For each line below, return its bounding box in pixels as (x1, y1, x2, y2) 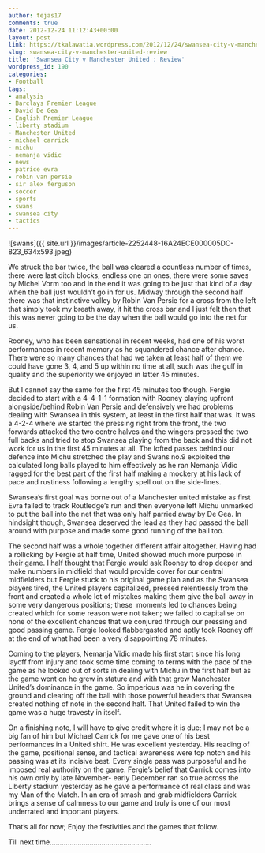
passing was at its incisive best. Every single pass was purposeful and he (8, 757, 247, 766)
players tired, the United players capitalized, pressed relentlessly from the (8, 583, 248, 593)
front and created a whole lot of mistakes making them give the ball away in (8, 592, 254, 601)
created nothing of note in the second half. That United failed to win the (8, 699, 241, 709)
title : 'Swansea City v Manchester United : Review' (8, 56, 185, 64)
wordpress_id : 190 (8, 63, 69, 71)
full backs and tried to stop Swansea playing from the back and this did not (8, 436, 252, 445)
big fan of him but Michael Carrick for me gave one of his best (8, 731, 211, 741)
